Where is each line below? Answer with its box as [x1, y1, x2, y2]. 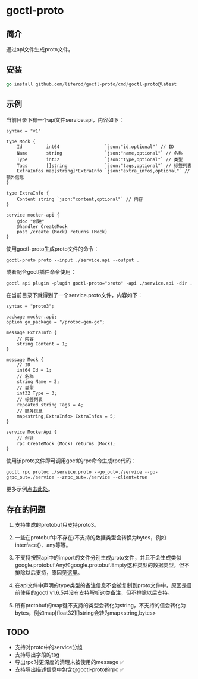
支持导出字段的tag [14, 651, 59, 658]
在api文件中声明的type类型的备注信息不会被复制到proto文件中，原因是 [14, 582, 187, 589]
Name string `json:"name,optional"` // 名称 [17, 150, 183, 156]
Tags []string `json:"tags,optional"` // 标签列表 [17, 162, 192, 169]
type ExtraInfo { [6, 190, 49, 196]
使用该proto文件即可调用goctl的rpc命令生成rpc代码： [6, 457, 137, 464]
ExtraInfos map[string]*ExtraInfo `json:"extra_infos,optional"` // [17, 168, 190, 174]
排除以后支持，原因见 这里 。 [14, 569, 83, 576]
